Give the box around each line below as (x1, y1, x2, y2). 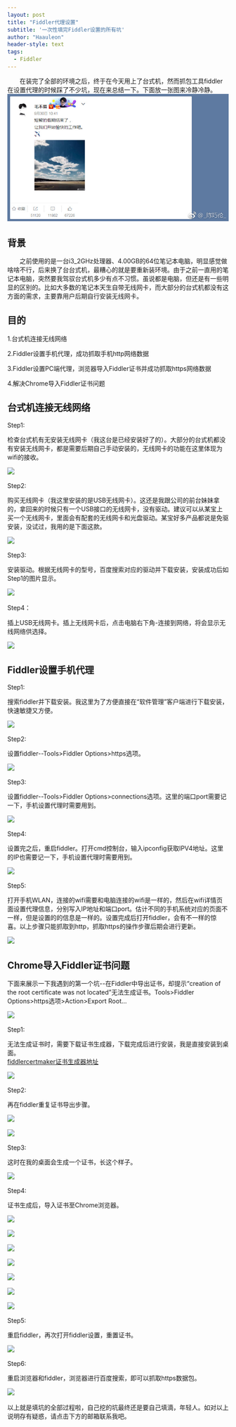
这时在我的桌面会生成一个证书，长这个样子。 (7, 1158, 137, 1166)
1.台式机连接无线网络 (7, 334, 67, 343)
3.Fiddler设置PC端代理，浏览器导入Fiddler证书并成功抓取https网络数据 (7, 364, 212, 372)
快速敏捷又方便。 (7, 706, 57, 715)
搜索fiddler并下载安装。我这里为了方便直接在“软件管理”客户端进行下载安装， (7, 697, 228, 706)
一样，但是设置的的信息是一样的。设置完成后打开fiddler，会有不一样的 (7, 914, 211, 922)
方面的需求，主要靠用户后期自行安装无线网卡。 (7, 291, 143, 300)
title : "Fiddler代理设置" (7, 18, 79, 26)
